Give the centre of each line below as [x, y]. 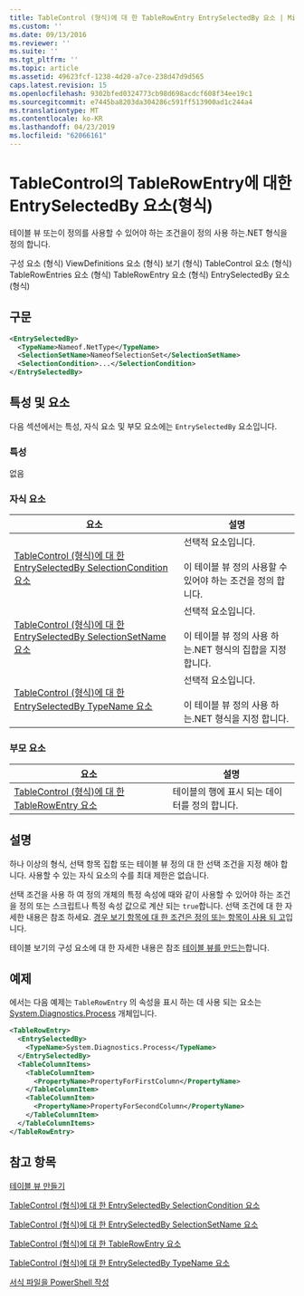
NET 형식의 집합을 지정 [240, 650]
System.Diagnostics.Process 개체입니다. [83, 1013]
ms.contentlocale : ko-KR [56, 119]
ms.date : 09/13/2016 [48, 34]
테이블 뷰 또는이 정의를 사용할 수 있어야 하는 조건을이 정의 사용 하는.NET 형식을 [148, 233]
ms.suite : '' [34, 52]
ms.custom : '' [36, 26]
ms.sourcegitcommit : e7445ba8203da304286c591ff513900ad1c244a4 [131, 102]
